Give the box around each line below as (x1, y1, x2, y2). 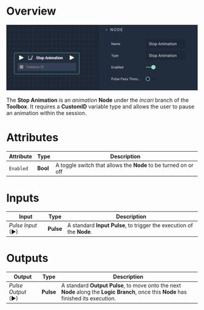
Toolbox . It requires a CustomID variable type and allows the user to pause (6, 103, 195, 110)
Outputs (6, 251, 49, 265)
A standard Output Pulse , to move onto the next (61, 282, 181, 289)
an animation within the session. (6, 110, 87, 117)
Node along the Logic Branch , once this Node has (61, 288, 187, 296)
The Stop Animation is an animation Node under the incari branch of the (6, 96, 189, 104)
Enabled (8, 166, 29, 172)
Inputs (6, 191, 39, 205)
